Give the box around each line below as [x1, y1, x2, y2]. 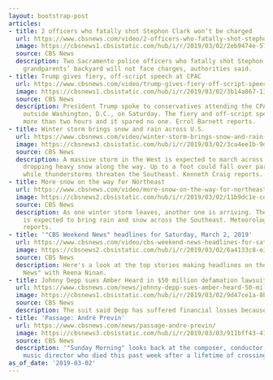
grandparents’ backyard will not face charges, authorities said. [23, 65, 253, 73]
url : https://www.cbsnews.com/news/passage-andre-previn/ [15, 322, 217, 330]
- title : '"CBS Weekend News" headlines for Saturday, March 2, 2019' [8, 231, 253, 240]
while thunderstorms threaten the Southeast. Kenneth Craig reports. [23, 171, 264, 179]
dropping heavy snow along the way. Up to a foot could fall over [23, 163, 253, 171]
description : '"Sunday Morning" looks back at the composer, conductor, [15, 344, 267, 352]
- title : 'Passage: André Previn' [8, 313, 126, 322]
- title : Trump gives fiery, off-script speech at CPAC [8, 72, 201, 80]
